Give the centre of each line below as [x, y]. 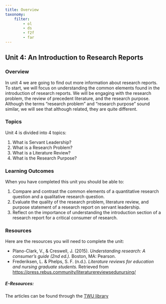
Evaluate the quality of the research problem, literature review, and [81, 202]
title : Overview [22, 10]
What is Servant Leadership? [42, 142]
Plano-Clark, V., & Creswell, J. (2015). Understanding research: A [79, 251]
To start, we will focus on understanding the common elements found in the [83, 88]
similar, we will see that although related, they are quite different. [71, 109]
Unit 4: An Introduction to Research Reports [74, 58]
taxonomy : [15, 14]
